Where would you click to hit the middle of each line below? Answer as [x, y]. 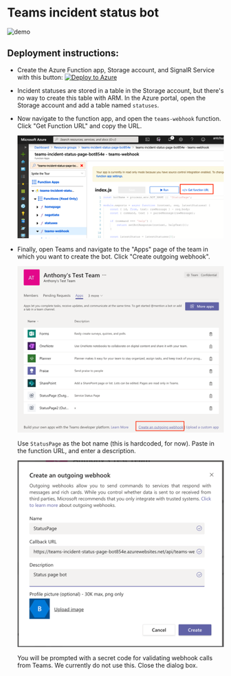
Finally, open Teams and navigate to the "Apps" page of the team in [112, 250]
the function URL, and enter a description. [76, 451]
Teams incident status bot [83, 13]
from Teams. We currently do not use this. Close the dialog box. [107, 665]
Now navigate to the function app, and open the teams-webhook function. [119, 118]
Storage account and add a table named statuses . [88, 105]
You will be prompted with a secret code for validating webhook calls [115, 657]
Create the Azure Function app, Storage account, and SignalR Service [116, 69]
